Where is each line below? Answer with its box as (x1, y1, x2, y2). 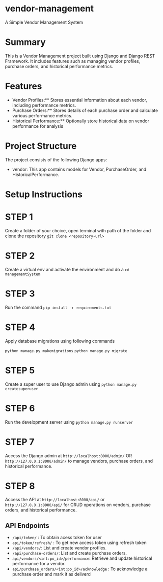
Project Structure (5, 141, 77, 151)
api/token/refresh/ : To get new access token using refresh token (12, 540, 147, 546)
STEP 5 (5, 364, 35, 376)
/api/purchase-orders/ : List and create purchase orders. (12, 550, 127, 556)
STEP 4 (5, 322, 35, 333)
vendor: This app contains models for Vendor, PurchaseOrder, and (12, 166, 146, 172)
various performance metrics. (12, 112, 73, 118)
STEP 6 (5, 402, 35, 414)
